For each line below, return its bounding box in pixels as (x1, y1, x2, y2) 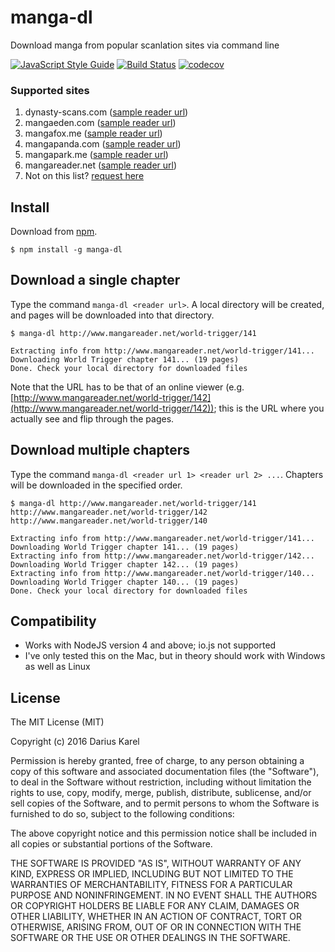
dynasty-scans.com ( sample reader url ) (24, 106, 189, 118)
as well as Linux (24, 661, 91, 673)
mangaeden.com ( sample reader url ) (24, 117, 177, 129)
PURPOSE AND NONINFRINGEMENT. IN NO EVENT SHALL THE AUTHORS (10, 889, 318, 901)
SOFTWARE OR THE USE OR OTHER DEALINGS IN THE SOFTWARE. (10, 932, 291, 944)
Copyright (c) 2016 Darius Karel (10, 736, 140, 748)
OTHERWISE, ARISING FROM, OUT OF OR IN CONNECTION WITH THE (10, 921, 302, 933)
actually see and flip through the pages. (10, 412, 175, 425)
